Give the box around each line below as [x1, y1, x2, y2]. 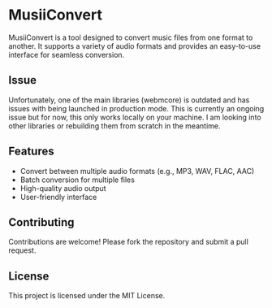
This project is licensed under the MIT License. [8, 291, 166, 301]
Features [8, 145, 54, 158]
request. [8, 245, 37, 255]
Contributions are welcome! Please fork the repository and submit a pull [8, 237, 249, 247]
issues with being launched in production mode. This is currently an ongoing [8, 103, 265, 113]
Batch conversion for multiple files [19, 175, 136, 184]
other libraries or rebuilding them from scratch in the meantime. [8, 120, 221, 131]
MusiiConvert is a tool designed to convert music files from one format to [8, 33, 253, 42]
